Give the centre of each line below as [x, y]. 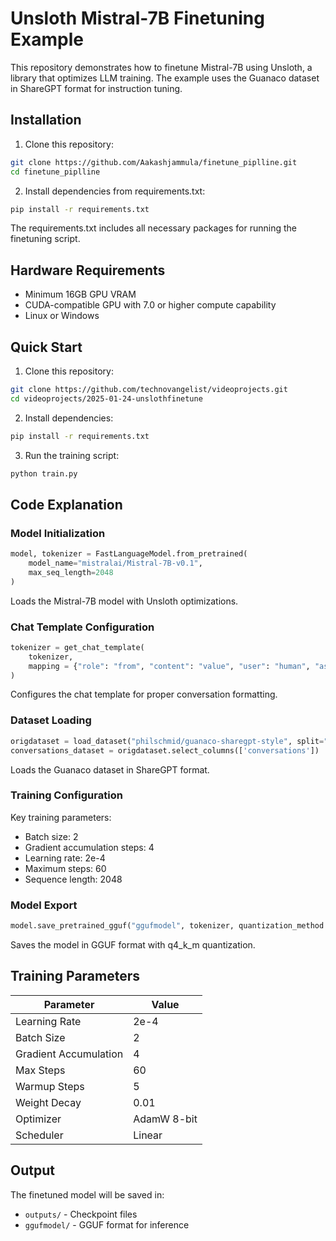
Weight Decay [48, 1102]
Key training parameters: [61, 817]
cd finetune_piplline [55, 172]
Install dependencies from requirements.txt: [115, 191]
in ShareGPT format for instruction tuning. [96, 88]
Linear [148, 1135]
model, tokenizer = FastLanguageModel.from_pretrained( [129, 554]
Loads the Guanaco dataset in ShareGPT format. [110, 769]
